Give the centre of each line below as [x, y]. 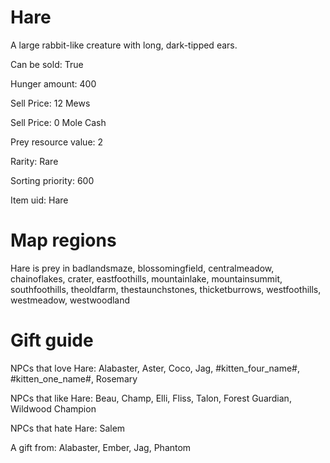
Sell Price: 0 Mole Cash [58, 122]
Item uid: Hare [39, 200]
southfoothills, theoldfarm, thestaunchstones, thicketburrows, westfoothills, [166, 289]
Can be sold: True [47, 64]
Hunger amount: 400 [53, 83]
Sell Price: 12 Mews [50, 103]
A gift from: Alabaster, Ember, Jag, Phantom [101, 447]
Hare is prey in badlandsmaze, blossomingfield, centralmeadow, [142, 268]
